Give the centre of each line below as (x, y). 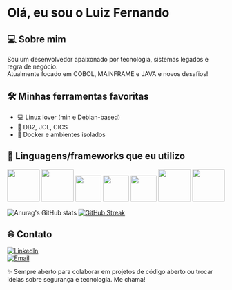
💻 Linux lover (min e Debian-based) (69, 117)
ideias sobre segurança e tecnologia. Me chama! (76, 280)
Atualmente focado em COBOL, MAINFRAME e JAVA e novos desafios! (108, 74)
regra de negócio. (32, 66)
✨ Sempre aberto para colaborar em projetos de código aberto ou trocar (110, 272)
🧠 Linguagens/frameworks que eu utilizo (96, 156)
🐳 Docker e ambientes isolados (61, 134)
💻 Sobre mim (37, 39)
